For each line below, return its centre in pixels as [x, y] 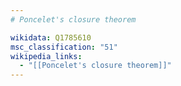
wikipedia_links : [46, 56]
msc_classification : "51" [64, 47]
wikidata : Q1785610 [51, 37]
